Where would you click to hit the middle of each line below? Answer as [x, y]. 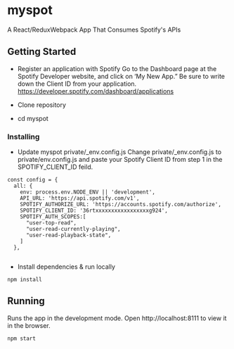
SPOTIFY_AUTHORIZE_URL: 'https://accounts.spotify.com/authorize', [121, 205]
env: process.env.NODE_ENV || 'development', [88, 192]
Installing [24, 137]
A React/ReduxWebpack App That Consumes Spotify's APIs [94, 30]
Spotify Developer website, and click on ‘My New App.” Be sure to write [121, 76]
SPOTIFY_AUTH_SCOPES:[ [53, 217]
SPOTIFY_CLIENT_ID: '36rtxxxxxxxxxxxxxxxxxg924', [94, 211]
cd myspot [33, 118]
